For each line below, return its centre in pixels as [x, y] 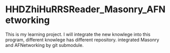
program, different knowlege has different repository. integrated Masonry [82, 40]
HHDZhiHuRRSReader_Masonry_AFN [86, 9]
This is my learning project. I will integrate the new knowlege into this [78, 34]
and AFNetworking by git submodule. [44, 45]
